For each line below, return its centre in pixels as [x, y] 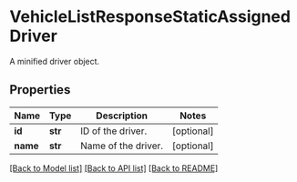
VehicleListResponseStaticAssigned [150, 17]
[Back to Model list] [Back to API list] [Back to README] [114, 168]
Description [122, 116]
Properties [40, 90]
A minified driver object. [55, 61]
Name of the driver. [122, 146]
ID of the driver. [114, 131]
